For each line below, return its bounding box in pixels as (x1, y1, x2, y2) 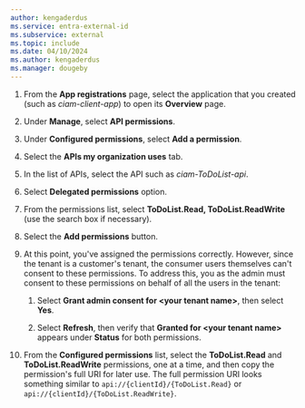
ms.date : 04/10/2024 (10, 47, 89, 56)
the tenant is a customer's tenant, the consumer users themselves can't (23, 257, 292, 268)
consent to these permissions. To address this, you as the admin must (23, 267, 286, 278)
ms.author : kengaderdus (10, 55, 101, 64)
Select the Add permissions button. (23, 230, 158, 241)
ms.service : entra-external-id (10, 22, 129, 31)
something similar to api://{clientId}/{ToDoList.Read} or (23, 378, 242, 389)
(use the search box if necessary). (23, 213, 152, 224)
